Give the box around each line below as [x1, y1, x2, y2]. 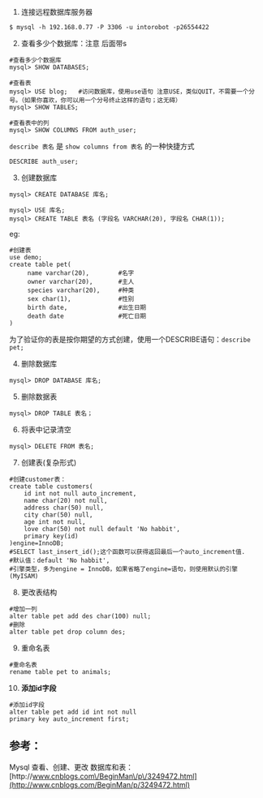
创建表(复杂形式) [20, 457, 77, 467]
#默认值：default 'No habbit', [9, 556, 110, 564]
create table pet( [9, 260, 71, 268]
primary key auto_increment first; [9, 715, 130, 723]
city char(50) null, [24, 511, 93, 519]
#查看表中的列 [9, 119, 50, 127]
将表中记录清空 [20, 425, 71, 434]
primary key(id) [24, 532, 80, 540]
